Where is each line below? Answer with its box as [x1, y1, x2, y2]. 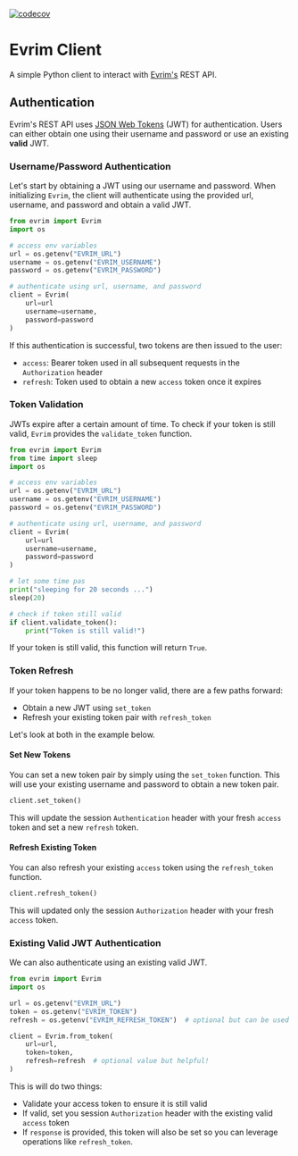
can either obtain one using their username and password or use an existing [9, 128, 289, 138]
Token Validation [9, 398, 84, 411]
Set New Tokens [9, 750, 71, 760]
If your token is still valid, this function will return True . [9, 642, 208, 653]
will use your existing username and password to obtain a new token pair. [9, 778, 279, 790]
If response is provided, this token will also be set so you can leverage [21, 1127, 278, 1137]
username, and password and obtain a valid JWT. [9, 199, 192, 210]
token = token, [25, 1048, 74, 1058]
